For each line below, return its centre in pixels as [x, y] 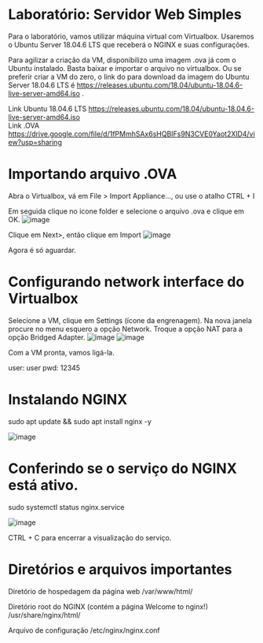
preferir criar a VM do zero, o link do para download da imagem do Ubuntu [129, 76]
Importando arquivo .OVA [93, 174]
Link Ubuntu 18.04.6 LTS [47, 109]
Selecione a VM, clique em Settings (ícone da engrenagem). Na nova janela [130, 320]
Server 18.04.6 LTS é [42, 85]
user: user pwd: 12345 [44, 367]
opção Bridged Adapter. [47, 337]
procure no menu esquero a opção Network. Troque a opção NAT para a [126, 329]
